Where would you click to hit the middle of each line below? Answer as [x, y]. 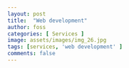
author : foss [27, 27]
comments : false [31, 54]
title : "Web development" [47, 21]
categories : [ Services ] [46, 34]
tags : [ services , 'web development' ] [65, 47]
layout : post [27, 14]
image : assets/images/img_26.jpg [57, 40]
